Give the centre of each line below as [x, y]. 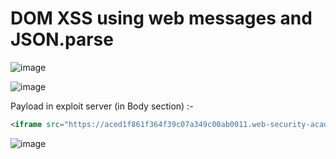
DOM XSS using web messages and [161, 18]
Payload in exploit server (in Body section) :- [102, 106]
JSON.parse [62, 39]
